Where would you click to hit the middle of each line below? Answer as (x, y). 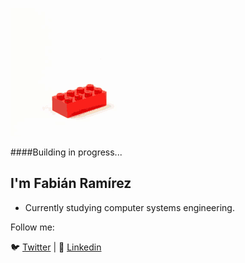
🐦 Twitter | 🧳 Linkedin (56, 247)
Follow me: (32, 227)
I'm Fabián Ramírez (71, 183)
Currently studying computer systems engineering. (129, 207)
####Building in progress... (66, 152)
